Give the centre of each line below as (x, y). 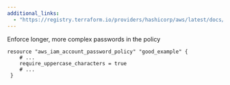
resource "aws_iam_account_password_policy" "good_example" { (98, 52)
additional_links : (33, 13)
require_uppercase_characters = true (73, 63)
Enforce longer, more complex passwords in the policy (84, 39)
